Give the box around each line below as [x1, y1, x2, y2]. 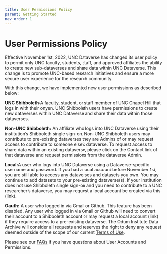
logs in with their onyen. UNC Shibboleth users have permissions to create [5, 105, 158, 111]
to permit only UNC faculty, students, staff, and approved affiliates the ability [5, 60, 162, 66]
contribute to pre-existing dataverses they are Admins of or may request [5, 136, 154, 142]
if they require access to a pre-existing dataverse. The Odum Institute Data [5, 219, 158, 225]
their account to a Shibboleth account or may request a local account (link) [5, 213, 158, 219]
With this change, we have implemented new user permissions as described [5, 85, 162, 91]
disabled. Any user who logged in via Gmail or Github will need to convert [5, 208, 156, 214]
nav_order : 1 [5, 16, 32, 21]
